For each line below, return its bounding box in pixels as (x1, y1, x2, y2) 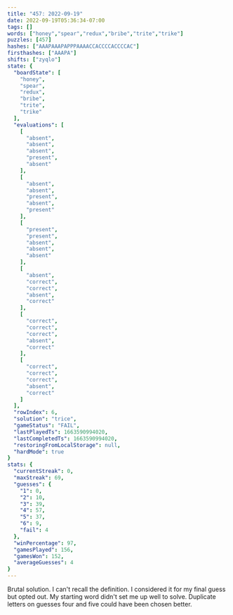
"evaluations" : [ (13, 121, 65, 129)
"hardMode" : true (13, 448, 65, 455)
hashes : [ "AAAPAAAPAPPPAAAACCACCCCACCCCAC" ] (7, 43, 140, 50)
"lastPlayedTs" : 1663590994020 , (13, 428, 109, 436)
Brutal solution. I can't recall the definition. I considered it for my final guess (7, 585, 226, 593)
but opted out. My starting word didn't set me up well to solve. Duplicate (7, 593, 216, 601)
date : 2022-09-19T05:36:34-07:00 (7, 17, 105, 24)
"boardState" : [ (13, 69, 61, 76)
